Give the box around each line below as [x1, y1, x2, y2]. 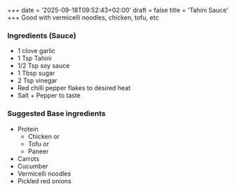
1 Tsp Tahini [17, 54, 52, 62]
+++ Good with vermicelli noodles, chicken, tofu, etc [7, 13, 159, 22]
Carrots [17, 154, 40, 163]
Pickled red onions [17, 176, 72, 185]
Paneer [27, 147, 49, 155]
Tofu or [27, 139, 49, 148]
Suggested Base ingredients [7, 108, 107, 118]
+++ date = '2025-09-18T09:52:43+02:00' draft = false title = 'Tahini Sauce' [7, 6, 229, 14]
